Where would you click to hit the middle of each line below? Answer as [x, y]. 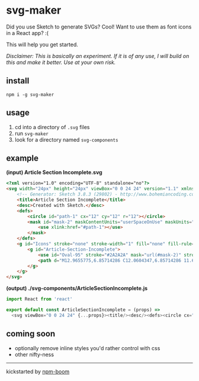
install [18, 81]
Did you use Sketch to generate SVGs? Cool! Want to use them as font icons [99, 27]
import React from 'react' [39, 299]
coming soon [31, 334]
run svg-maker [31, 133]
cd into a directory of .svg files [52, 127]
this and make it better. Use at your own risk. [61, 62]
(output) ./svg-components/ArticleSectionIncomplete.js [77, 289]
